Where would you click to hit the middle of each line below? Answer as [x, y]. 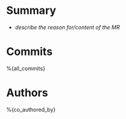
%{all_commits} [26, 68]
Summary [31, 11]
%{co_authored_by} [31, 109]
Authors [27, 93]
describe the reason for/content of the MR [67, 27]
